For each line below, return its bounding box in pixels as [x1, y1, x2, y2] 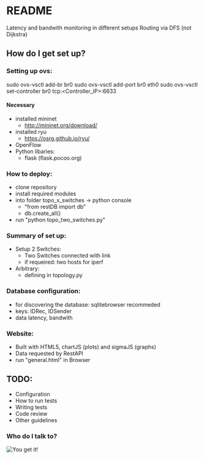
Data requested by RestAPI [15, 350, 84, 357]
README [6, 4, 53, 18]
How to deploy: [6, 170, 53, 178]
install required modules [15, 190, 77, 197]
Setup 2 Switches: [15, 245, 61, 253]
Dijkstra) [6, 30, 28, 37]
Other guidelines [15, 416, 58, 424]
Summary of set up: [6, 232, 67, 240]
